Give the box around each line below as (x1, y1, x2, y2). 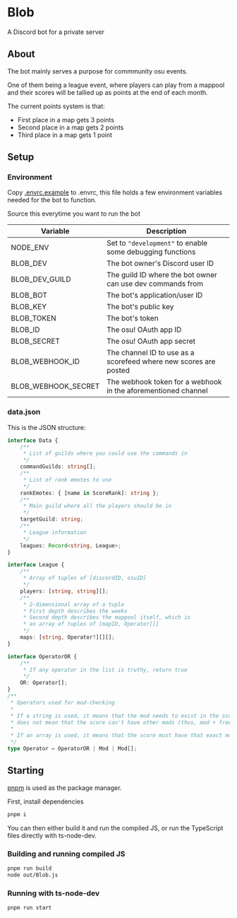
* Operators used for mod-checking (10, 699, 115, 706)
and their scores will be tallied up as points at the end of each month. (7, 88, 208, 96)
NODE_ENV (11, 243, 49, 252)
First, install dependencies (7, 797, 84, 806)
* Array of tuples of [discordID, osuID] (23, 574, 147, 582)
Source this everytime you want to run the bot (7, 209, 141, 218)
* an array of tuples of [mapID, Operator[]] (23, 620, 159, 628)
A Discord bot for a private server (7, 28, 104, 36)
